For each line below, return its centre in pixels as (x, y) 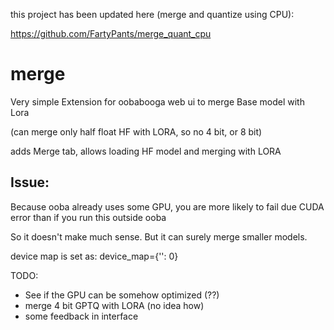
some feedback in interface (81, 316)
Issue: (30, 182)
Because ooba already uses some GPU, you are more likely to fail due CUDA (167, 206)
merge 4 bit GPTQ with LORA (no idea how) (114, 305)
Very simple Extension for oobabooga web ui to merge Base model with (157, 101)
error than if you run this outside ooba (88, 217)
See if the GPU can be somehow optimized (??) (122, 295)
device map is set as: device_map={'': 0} (94, 256)
